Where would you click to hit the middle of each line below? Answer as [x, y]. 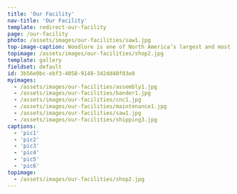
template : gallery [35, 60]
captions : [22, 126]
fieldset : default [35, 67]
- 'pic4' [27, 153]
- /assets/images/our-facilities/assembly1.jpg [86, 87]
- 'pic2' [27, 139]
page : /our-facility [38, 34]
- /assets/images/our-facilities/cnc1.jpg [78, 100]
